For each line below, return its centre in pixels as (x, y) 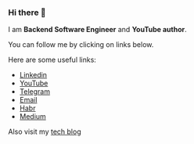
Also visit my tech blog (45, 131)
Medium (33, 117)
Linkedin (33, 75)
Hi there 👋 (27, 13)
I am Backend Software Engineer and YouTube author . (97, 30)
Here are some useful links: (52, 60)
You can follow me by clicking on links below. (81, 45)
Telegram (35, 92)
